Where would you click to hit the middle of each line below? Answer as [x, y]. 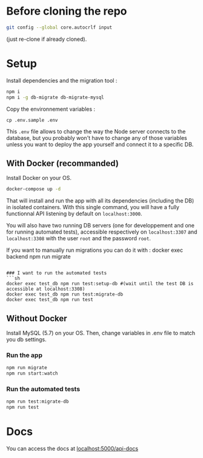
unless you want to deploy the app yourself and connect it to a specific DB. [100, 144]
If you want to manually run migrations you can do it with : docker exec [95, 250]
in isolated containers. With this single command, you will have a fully [93, 207]
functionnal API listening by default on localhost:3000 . [74, 213]
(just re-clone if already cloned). [47, 39]
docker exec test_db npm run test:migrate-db [65, 294]
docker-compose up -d [34, 189]
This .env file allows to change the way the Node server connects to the [96, 131]
